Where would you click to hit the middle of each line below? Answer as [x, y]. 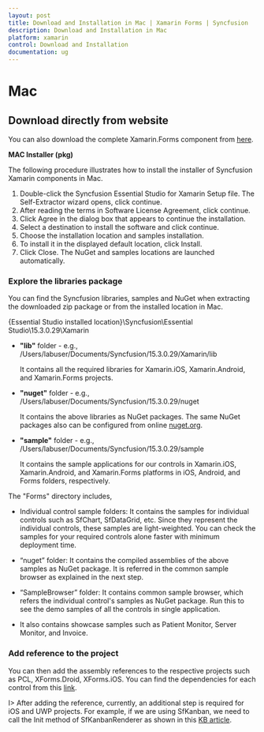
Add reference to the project [63, 654]
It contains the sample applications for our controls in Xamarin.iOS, [128, 464]
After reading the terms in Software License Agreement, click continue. [135, 210]
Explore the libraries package [65, 281]
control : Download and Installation [68, 45]
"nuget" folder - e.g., [54, 393]
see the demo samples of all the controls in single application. [120, 610]
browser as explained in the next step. [82, 577]
